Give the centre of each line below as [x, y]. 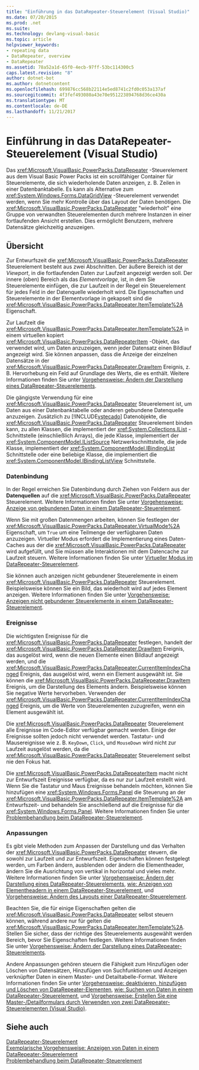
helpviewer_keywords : [33, 45]
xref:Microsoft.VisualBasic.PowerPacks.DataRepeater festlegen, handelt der [99, 642]
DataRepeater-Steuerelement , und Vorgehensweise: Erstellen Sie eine [91, 996]
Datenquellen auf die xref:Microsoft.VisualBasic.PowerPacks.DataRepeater [99, 496]
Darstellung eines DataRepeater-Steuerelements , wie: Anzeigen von [89, 884]
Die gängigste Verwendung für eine [50, 398]
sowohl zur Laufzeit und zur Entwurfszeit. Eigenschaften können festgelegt [98, 859]
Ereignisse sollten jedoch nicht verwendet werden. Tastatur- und [85, 736]
